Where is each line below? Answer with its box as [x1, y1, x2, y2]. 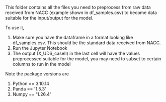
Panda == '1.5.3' [12, 86, 46, 92]
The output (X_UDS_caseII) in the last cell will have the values [12, 50, 140, 56]
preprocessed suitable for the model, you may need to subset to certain [12, 56, 161, 62]
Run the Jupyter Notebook [12, 45, 68, 51]
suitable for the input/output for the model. [5, 15, 94, 21]
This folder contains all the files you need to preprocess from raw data [5, 5, 151, 10]
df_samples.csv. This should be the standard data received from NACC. [12, 40, 161, 46]
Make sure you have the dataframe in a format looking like [12, 35, 133, 40]
